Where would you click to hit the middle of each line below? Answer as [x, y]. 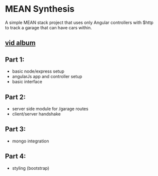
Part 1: [15, 59]
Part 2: [15, 97]
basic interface [27, 82]
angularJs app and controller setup [47, 77]
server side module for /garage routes [50, 109]
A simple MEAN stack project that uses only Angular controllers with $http [79, 22]
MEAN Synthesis [40, 9]
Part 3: [15, 129]
